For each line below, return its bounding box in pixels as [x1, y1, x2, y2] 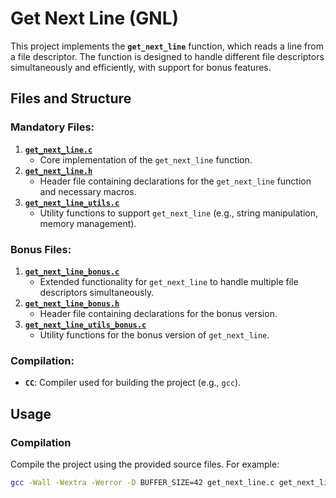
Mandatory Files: [10, 120, 95, 134]
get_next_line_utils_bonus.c [24, 320, 147, 330]
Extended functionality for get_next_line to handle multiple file [39, 275, 299, 287]
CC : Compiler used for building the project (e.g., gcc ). [24, 377, 242, 389]
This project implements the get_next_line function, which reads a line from [10, 40, 324, 52]
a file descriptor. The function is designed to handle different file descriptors [10, 50, 325, 62]
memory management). [39, 217, 137, 229]
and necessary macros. [39, 185, 137, 197]
